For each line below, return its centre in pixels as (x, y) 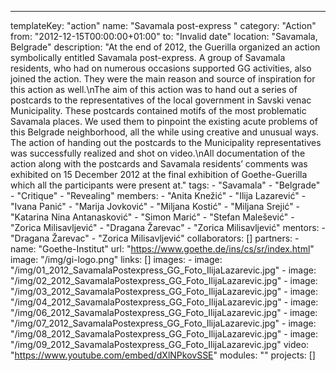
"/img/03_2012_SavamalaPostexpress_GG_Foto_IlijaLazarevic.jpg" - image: (164, 291)
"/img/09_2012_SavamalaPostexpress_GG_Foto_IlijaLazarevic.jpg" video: (160, 344)
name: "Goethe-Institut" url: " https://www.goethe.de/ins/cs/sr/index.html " (162, 249)
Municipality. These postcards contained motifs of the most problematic (158, 110)
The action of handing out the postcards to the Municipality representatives (166, 142)
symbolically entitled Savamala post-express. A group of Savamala (148, 57)
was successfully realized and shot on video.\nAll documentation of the (158, 153)
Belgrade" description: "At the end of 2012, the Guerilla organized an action (165, 47)
